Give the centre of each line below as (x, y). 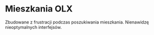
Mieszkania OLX (39, 9)
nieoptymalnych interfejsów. (33, 27)
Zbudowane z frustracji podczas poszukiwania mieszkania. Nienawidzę (77, 22)
